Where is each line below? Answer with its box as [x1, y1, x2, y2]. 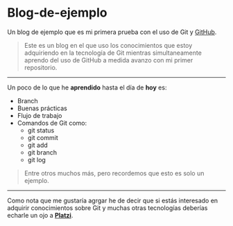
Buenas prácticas [17, 104, 67, 112]
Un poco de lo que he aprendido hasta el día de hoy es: [7, 83, 167, 92]
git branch [27, 148, 58, 157]
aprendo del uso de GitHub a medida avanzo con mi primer [24, 55, 193, 64]
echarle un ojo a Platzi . [7, 211, 74, 219]
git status [27, 126, 55, 134]
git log [27, 155, 46, 164]
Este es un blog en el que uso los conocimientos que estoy [24, 41, 193, 49]
